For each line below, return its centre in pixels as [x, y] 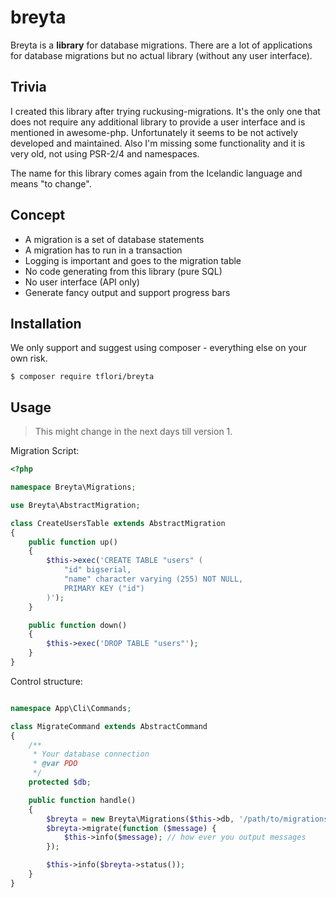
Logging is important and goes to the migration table [133, 260]
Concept [38, 215]
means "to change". [51, 183]
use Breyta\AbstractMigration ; [75, 505]
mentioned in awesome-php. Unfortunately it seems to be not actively [154, 132]
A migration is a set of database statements [114, 239]
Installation [46, 323]
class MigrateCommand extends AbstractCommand [109, 726]
